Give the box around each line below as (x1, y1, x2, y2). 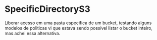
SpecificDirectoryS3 (4, 3, 91, 15)
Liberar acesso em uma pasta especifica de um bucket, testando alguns (4, 20, 152, 26)
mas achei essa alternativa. (4, 30, 60, 36)
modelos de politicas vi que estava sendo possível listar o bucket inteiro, (4, 25, 153, 31)
